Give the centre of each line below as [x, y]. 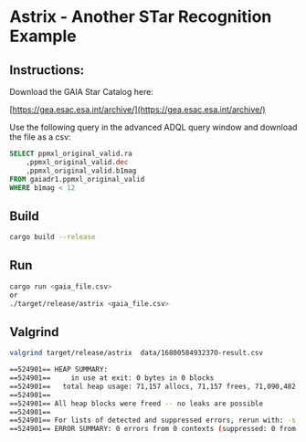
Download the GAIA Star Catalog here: [81, 92]
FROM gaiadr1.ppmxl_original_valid [77, 179]
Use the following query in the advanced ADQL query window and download [153, 127]
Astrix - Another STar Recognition [141, 17]
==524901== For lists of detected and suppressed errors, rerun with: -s [153, 421]
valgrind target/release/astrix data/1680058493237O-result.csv [136, 353]
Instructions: [47, 70]
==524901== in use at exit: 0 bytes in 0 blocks [112, 378]
